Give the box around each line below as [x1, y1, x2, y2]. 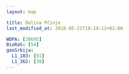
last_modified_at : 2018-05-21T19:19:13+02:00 [6, 25, 123, 31]
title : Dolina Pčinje [6, 19, 61, 26]
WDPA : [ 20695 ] [6, 36, 42, 42]
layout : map [6, 8, 36, 15]
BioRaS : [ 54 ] [6, 42, 39, 48]
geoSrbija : [6, 48, 34, 54]
